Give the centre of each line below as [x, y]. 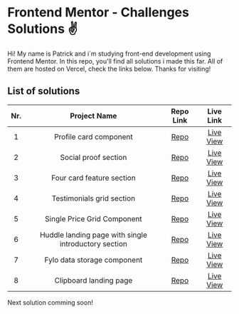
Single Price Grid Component [94, 218]
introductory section [94, 243]
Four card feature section [94, 178]
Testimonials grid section [94, 198]
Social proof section [94, 157]
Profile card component [94, 136]
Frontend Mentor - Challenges [99, 12]
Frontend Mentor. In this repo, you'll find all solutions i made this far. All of [115, 61]
